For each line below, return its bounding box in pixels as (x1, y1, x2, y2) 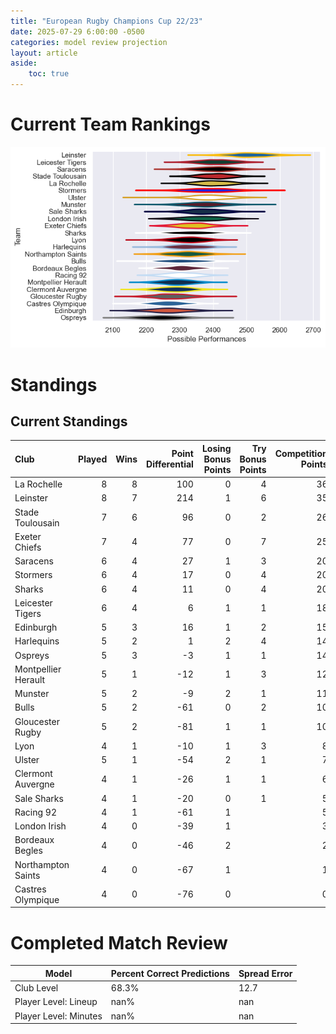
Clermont (14, 768, 53, 780)
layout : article (10, 48, 78, 58)
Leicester (14, 596, 53, 609)
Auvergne (14, 778, 55, 790)
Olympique (14, 893, 60, 905)
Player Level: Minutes (14, 1010, 103, 1022)
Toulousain (14, 516, 60, 529)
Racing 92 (14, 806, 57, 818)
